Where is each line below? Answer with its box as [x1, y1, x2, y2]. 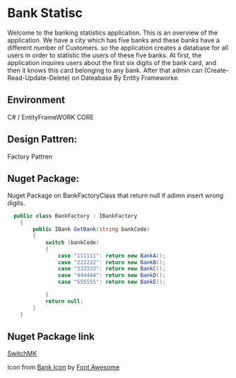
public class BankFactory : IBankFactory [13, 212, 138, 220]
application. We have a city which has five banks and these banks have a [7, 35, 220, 44]
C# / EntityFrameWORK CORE [7, 113, 94, 121]
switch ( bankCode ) [45, 239, 100, 246]
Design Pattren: [7, 133, 78, 146]
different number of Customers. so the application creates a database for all [7, 43, 228, 52]
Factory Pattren [7, 152, 53, 161]
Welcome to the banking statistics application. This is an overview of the [7, 28, 218, 37]
